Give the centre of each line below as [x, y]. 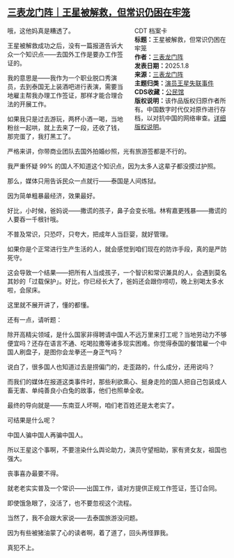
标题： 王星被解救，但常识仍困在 [180, 39]
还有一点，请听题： [35, 319]
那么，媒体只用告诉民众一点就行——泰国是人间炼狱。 [84, 181]
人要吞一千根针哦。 [35, 219]
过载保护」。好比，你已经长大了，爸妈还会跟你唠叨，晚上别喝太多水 [127, 281]
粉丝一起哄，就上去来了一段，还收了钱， [65, 127]
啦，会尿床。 [25, 290]
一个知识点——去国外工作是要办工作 [65, 54]
